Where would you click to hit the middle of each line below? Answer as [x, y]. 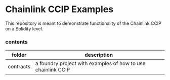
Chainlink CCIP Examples [59, 9]
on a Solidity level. [24, 28]
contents [16, 42]
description [99, 55]
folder [19, 55]
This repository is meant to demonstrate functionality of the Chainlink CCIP [83, 23]
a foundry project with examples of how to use [90, 63]
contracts [19, 67]
